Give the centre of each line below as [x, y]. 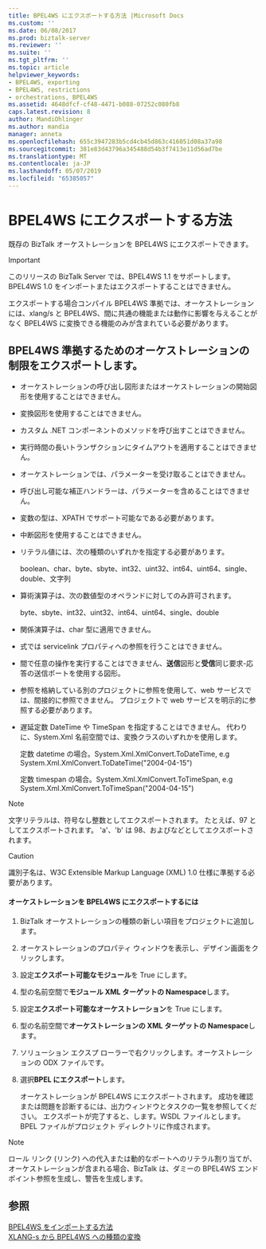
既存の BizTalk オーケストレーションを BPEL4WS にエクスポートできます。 [131, 244]
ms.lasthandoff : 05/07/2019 [55, 171]
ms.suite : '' [30, 53]
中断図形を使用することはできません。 [82, 534]
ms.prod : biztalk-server [49, 38]
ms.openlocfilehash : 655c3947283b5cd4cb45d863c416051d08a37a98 [115, 141]
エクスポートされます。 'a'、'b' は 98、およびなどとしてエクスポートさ [138, 830]
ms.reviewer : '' [35, 45]
